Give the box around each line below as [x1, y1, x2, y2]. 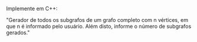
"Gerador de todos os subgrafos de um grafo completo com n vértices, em [6, 17, 188, 23]
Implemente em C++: [6, 5, 58, 12]
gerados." [6, 29, 30, 36]
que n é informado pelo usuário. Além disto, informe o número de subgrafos [6, 23, 192, 30]
